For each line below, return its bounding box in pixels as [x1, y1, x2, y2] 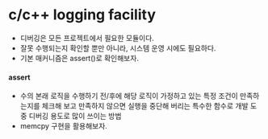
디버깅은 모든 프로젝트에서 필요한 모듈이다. [19, 33, 155, 43]
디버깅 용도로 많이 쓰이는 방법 [28, 111, 122, 121]
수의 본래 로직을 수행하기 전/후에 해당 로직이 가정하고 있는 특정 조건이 [19, 91, 238, 101]
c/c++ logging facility [8, 6, 156, 24]
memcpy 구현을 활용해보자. [19, 121, 107, 131]
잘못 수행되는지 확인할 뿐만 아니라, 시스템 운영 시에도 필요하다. [19, 43, 216, 53]
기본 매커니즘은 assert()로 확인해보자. [19, 53, 140, 63]
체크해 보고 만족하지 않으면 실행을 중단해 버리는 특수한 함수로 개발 [41, 101, 249, 111]
